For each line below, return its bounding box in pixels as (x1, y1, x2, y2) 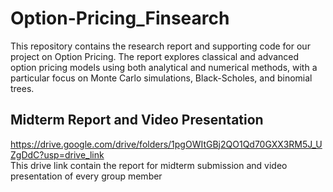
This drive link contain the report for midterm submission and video (10, 159, 288, 171)
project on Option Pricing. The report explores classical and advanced (10, 50, 300, 62)
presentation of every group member (10, 170, 163, 182)
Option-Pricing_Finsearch (10, 7, 230, 30)
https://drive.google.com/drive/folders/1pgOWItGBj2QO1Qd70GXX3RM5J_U (10, 138, 323, 150)
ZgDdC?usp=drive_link (10, 148, 105, 161)
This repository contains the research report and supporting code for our (10, 40, 311, 52)
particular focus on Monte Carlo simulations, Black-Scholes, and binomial (10, 72, 313, 84)
